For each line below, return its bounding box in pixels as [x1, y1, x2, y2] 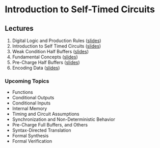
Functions [12, 89, 34, 95]
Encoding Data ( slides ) [12, 65, 60, 71]
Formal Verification [12, 138, 52, 144]
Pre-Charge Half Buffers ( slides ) [12, 59, 80, 65]
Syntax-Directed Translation [12, 127, 71, 134]
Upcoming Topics [5, 77, 49, 84]
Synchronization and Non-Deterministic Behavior [12, 116, 115, 122]
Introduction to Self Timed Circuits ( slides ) [12, 43, 101, 49]
